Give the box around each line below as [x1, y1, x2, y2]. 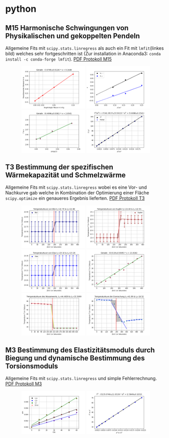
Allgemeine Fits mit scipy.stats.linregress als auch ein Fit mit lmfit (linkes [5, 45, 164, 51]
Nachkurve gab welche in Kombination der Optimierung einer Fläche [5, 190, 150, 196]
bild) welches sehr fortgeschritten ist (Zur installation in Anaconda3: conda [5, 51, 161, 56]
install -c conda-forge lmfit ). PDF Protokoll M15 [5, 56, 112, 62]
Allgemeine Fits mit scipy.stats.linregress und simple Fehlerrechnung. [5, 375, 157, 382]
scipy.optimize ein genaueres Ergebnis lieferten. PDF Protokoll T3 [5, 195, 145, 202]
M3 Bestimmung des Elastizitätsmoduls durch [5, 346, 155, 354]
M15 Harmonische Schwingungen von [5, 24, 129, 32]
